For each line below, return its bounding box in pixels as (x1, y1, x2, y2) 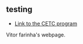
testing (6, 5, 33, 14)
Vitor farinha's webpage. (6, 31, 65, 38)
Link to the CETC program (14, 20, 78, 27)
